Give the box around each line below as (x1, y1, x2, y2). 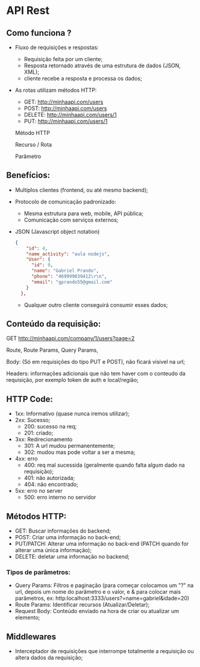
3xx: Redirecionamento (14, 436, 73, 443)
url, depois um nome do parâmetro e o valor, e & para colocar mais (14, 588, 181, 596)
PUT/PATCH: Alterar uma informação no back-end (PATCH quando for (14, 540, 189, 547)
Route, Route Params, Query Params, (6, 346, 98, 354)
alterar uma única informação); (14, 547, 92, 554)
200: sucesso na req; (23, 423, 77, 430)
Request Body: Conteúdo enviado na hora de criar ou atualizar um (14, 608, 180, 615)
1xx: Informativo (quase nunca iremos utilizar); (14, 410, 130, 418)
